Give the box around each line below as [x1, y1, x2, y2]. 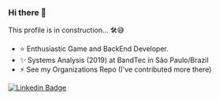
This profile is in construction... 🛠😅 [8, 25, 124, 35]
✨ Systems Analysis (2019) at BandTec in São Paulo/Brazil [19, 55, 209, 65]
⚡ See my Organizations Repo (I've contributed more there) [19, 65, 212, 74]
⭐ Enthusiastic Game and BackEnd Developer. [19, 44, 169, 54]
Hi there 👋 [8, 7, 47, 18]
